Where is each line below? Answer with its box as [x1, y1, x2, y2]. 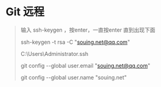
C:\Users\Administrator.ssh [20, 50, 89, 57]
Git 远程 [5, 5, 45, 19]
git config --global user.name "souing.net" [20, 74, 127, 81]
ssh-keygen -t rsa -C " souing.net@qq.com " [20, 38, 130, 46]
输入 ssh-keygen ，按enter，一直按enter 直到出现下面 [20, 26, 156, 33]
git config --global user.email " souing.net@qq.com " [20, 61, 151, 69]
